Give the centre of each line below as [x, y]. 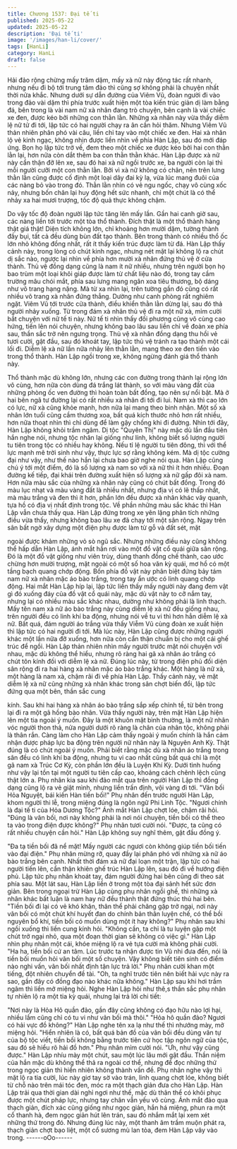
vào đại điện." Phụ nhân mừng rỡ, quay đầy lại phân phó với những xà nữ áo [117, 853]
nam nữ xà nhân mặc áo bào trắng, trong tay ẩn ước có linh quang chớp [111, 578]
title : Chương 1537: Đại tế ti [53, 14]
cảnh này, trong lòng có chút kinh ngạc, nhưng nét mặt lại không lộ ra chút [115, 251]
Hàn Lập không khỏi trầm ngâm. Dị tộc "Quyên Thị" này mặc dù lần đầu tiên [117, 430]
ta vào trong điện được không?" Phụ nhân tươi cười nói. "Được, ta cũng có [115, 825]
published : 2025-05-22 [41, 20]
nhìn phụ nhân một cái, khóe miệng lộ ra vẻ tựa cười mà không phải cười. [113, 943]
